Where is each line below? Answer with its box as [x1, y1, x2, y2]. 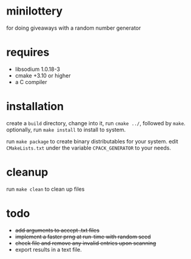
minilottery [6, 4, 63, 18]
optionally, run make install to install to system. [6, 126, 126, 133]
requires [6, 45, 50, 59]
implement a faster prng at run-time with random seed [15, 233, 151, 240]
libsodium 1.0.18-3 [15, 65, 61, 73]
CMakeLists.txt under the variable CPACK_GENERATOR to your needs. [6, 144, 172, 151]
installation [6, 100, 64, 113]
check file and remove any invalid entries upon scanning [15, 239, 156, 246]
